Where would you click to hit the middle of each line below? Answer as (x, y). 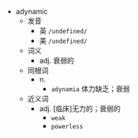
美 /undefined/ (63, 40)
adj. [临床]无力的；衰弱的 (80, 109)
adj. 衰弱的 (57, 60)
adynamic (32, 11)
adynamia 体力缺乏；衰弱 (90, 89)
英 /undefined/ (63, 31)
